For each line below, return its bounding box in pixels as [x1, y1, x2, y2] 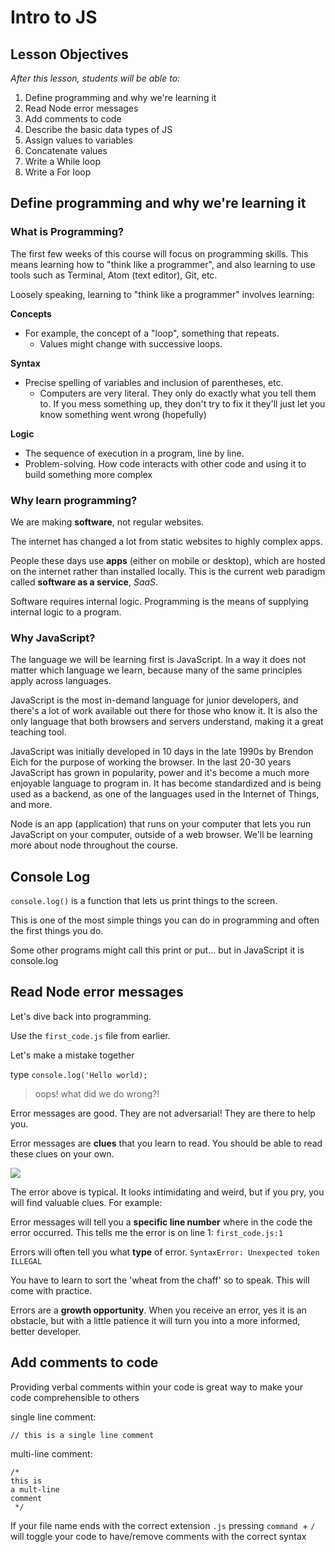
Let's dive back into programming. [10, 1010, 152, 1022]
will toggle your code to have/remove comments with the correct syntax [10, 1530, 307, 1542]
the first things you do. [10, 925, 104, 937]
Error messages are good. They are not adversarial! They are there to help [10, 1107, 316, 1119]
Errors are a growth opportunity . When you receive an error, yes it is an [10, 1304, 307, 1316]
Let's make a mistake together [10, 1049, 135, 1061]
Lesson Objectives [10, 46, 129, 63]
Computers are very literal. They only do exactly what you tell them [39, 387, 317, 399]
